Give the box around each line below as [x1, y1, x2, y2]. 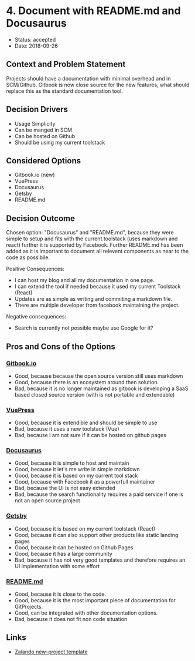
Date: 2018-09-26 [14, 42, 59, 49]
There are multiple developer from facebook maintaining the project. [14, 301, 180, 309]
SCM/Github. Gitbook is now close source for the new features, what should [6, 81, 190, 88]
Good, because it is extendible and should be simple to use [14, 419, 158, 427]
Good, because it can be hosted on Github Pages [14, 543, 134, 551]
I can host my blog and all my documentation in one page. [14, 277, 155, 284]
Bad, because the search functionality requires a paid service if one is [14, 491, 183, 498]
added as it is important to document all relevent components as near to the [6, 248, 189, 255]
